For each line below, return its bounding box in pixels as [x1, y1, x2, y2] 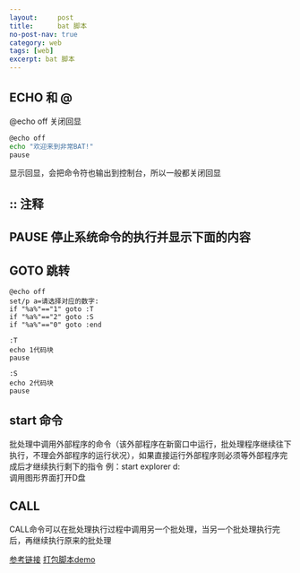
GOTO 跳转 [9, 263, 70, 278]
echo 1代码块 [9, 346, 54, 355]
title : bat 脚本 [9, 22, 88, 30]
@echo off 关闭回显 [9, 116, 82, 126]
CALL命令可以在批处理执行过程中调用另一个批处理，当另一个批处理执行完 [9, 524, 280, 534]
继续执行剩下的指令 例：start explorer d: [32, 461, 181, 472]
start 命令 [9, 413, 64, 429]
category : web [9, 38, 63, 48]
